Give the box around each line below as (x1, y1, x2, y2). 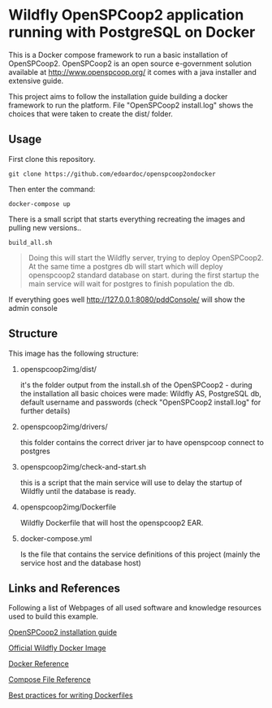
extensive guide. (8, 76, 64, 85)
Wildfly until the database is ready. (19, 486, 136, 496)
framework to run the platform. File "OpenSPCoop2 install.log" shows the (8, 100, 253, 110)
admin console (8, 303, 58, 312)
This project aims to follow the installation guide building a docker (8, 91, 228, 101)
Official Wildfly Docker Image (8, 643, 106, 653)
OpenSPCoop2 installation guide (8, 627, 118, 637)
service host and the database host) (19, 557, 142, 567)
